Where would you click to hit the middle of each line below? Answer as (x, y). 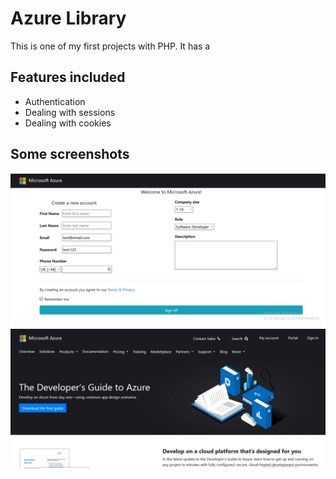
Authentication (55, 101)
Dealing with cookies (68, 123)
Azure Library (68, 18)
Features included (68, 77)
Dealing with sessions (70, 112)
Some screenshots (70, 154)
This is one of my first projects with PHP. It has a (110, 46)
